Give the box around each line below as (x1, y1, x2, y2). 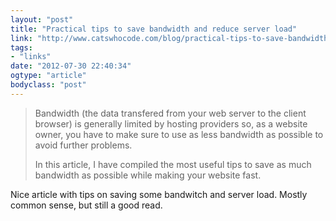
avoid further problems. (34, 139, 133, 151)
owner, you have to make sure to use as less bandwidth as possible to (34, 128, 324, 140)
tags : (10, 42, 33, 53)
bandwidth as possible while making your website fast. (34, 169, 262, 181)
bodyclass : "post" (10, 80, 87, 90)
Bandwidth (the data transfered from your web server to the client (34, 107, 307, 119)
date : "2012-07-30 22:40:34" (10, 61, 132, 71)
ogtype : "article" (10, 71, 87, 81)
